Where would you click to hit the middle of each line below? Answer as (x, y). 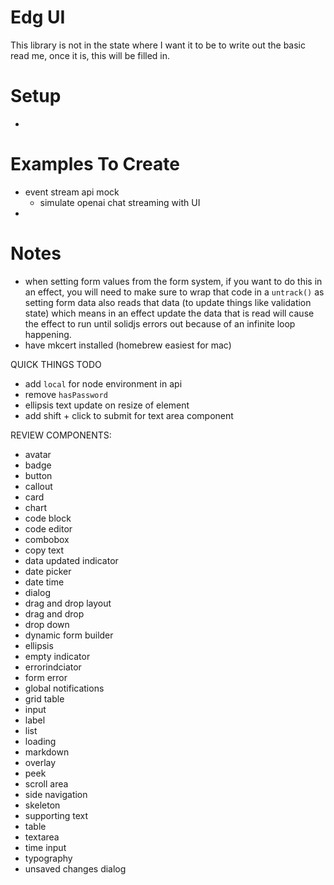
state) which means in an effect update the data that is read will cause (169, 313)
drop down (47, 624)
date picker (48, 571)
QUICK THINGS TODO (56, 364)
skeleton (42, 805)
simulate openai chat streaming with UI (120, 202)
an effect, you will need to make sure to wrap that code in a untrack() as (174, 292)
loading (40, 741)
